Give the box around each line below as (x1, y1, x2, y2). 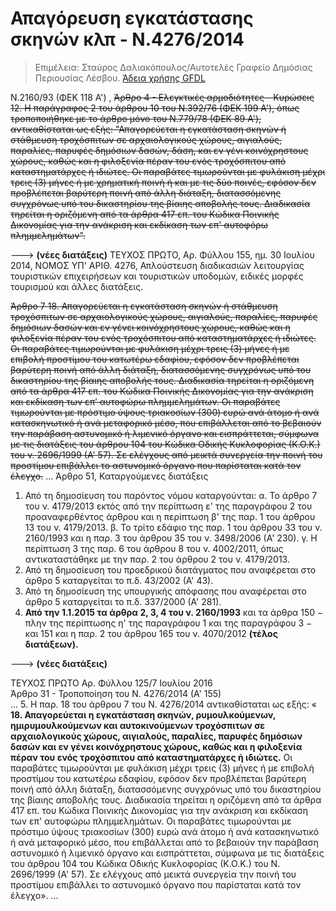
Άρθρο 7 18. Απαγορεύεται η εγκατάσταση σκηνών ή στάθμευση (10, 300, 278, 312)
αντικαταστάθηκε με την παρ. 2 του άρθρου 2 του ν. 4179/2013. (24, 553, 290, 565)
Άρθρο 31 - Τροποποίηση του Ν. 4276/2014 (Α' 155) (10, 687, 222, 699)
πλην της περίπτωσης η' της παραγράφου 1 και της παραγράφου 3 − (24, 617, 313, 629)
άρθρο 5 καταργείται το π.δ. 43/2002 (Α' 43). (24, 574, 214, 586)
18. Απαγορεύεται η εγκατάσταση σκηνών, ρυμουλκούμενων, (10, 708, 277, 721)
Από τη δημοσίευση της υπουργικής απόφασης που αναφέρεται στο (24, 585, 307, 597)
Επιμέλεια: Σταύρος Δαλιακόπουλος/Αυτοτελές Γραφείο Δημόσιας (34, 61, 313, 73)
